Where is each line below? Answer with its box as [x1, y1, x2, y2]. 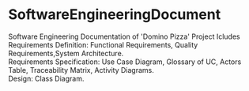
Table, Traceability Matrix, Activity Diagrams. [8, 65, 154, 74]
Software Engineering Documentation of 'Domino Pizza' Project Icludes [8, 32, 240, 41]
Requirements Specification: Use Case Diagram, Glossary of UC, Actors [8, 57, 242, 66]
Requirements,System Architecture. [8, 48, 124, 58]
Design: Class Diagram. [8, 74, 85, 83]
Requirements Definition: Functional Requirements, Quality [8, 40, 198, 49]
